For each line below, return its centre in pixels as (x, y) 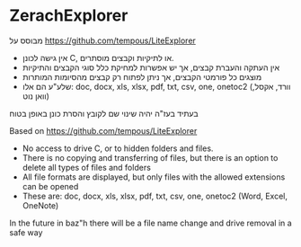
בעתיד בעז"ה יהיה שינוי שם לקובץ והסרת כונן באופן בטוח (104, 113)
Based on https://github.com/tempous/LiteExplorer (103, 130)
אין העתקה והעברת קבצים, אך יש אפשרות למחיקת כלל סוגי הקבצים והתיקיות (151, 67)
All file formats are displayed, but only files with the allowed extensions (154, 177)
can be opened (50, 186)
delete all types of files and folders (86, 167)
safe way (26, 232)
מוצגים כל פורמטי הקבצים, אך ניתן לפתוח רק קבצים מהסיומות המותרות (142, 76)
